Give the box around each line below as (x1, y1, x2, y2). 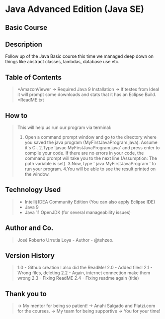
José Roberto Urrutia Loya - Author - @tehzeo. (17, 237, 114, 243)
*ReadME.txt (17, 97, 44, 103)
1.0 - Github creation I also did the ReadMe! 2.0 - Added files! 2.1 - (17, 265, 153, 271)
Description (5, 40, 42, 48)
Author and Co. (5, 224, 54, 232)
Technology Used (5, 186, 61, 194)
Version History (5, 251, 55, 260)
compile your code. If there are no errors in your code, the (24, 150, 144, 156)
